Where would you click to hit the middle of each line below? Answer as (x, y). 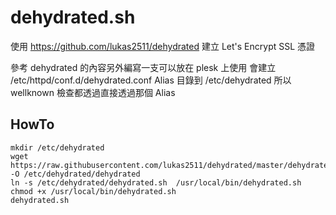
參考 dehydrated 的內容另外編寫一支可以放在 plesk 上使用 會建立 (143, 67)
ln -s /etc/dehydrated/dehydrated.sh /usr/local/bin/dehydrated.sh (156, 182)
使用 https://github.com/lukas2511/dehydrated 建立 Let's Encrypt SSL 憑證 (163, 46)
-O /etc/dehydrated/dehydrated (75, 174)
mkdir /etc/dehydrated (57, 147)
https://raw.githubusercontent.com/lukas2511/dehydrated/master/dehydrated (171, 165)
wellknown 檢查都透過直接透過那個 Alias (93, 92)
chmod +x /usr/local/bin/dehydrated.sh (93, 191)
